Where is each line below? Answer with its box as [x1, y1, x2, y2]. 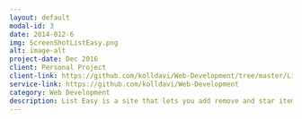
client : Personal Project [9, 64, 106, 72]
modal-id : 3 [9, 21, 54, 30]
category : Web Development [9, 88, 111, 97]
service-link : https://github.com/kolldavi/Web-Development [9, 80, 240, 89]
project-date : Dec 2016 [9, 55, 99, 64]
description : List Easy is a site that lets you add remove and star [9, 96, 276, 106]
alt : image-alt [9, 47, 67, 55]
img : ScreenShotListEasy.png [9, 38, 119, 47]
